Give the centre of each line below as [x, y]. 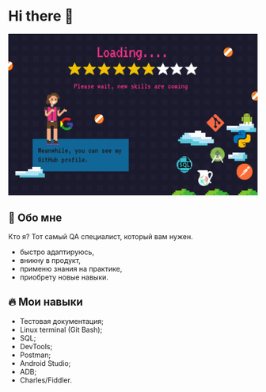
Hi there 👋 [41, 16]
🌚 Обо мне [35, 217]
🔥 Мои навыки [46, 302]
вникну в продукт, [50, 261]
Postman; [35, 355]
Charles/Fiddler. [46, 380]
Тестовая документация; [62, 321]
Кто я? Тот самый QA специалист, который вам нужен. [101, 237]
